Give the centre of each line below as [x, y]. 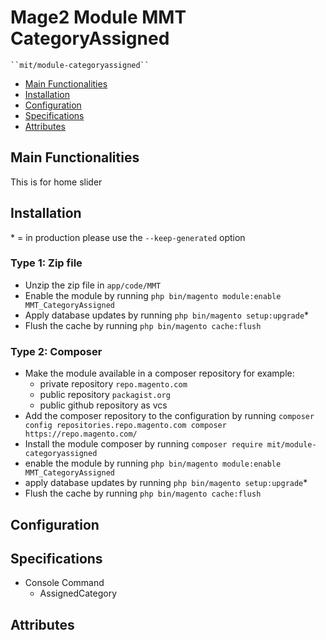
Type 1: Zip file [46, 263]
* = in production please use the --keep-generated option [128, 237]
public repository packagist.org [105, 395]
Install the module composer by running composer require [143, 444]
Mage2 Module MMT [98, 17]
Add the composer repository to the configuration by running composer [169, 416]
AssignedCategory [78, 593]
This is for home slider [56, 182]
